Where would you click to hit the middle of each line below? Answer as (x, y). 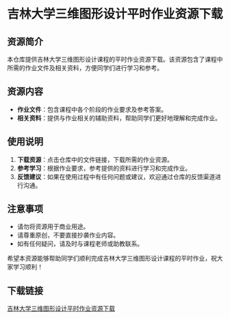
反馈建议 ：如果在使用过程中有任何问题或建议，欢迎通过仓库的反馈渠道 (116, 176)
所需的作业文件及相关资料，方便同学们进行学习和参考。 (85, 68)
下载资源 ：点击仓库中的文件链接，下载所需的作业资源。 (95, 159)
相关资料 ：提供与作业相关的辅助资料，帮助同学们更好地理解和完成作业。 (119, 118)
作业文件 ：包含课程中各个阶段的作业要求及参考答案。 (92, 109)
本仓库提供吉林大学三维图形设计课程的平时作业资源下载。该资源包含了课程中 (115, 59)
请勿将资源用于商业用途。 (53, 226)
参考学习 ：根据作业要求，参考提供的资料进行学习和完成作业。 (104, 168)
